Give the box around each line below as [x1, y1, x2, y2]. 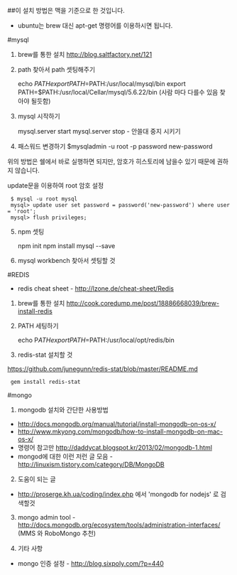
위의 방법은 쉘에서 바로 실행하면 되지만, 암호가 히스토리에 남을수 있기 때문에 [7, 157, 216, 166]
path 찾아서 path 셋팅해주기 [17, 65, 96, 73]
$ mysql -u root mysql [10, 195, 78, 203]
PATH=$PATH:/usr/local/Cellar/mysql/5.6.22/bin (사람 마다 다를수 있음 [17, 88, 219, 96]
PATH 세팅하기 [17, 322, 59, 330]
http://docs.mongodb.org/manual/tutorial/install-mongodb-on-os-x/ [17, 420, 216, 428]
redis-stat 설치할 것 [17, 350, 73, 359]
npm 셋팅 [17, 227, 45, 236]
